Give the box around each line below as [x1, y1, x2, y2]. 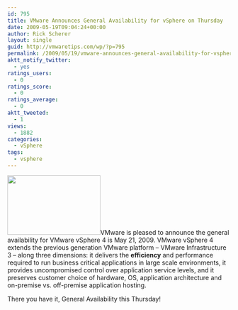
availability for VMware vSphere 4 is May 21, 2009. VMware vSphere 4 [7, 236, 214, 244]
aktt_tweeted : [7, 109, 50, 116]
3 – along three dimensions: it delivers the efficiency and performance [7, 250, 214, 259]
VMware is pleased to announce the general [100, 228, 229, 236]
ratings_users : [7, 70, 52, 77]
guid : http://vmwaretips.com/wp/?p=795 [7, 43, 125, 50]
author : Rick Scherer [7, 30, 72, 38]
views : [7, 122, 27, 130]
